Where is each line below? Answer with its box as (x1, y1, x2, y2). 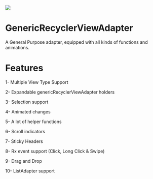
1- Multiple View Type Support (5, 79, 68, 85)
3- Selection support (5, 99, 49, 105)
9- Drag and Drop (5, 158, 42, 164)
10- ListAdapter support (5, 168, 55, 174)
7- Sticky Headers (5, 138, 43, 144)
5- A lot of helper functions (5, 118, 62, 125)
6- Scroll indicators (5, 128, 46, 134)
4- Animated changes (5, 108, 51, 114)
